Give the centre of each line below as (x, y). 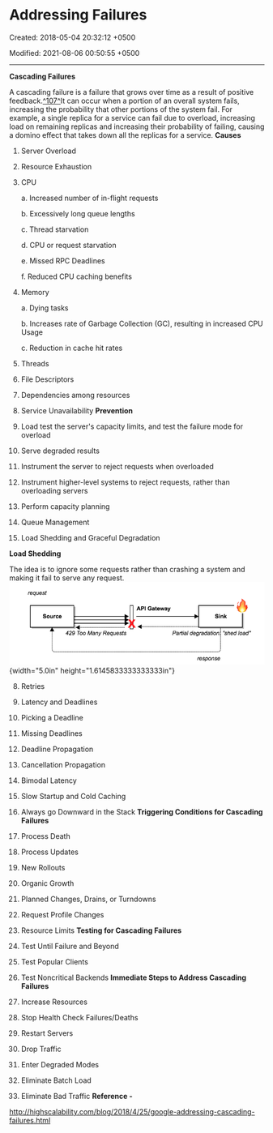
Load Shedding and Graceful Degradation (90, 537)
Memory (35, 292)
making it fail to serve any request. (67, 578)
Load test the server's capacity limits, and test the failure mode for (132, 426)
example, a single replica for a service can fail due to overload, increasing (132, 118)
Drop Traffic (41, 1049)
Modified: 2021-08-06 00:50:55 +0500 (75, 53)
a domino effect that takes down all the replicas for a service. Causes (125, 135)
